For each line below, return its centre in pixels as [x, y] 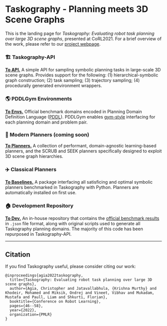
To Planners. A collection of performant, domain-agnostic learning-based [81, 145]
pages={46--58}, [26, 306]
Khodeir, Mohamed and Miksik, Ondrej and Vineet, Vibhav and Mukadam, [80, 293]
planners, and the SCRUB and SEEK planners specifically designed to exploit [83, 151]
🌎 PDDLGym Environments [39, 99]
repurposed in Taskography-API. [39, 234]
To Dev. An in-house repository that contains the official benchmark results [82, 218]
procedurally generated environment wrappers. [54, 86]
